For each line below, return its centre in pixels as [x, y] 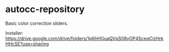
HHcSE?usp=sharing [27, 43]
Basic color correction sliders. [37, 23]
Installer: [15, 33]
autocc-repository [45, 9]
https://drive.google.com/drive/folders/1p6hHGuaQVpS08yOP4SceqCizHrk [84, 38]
